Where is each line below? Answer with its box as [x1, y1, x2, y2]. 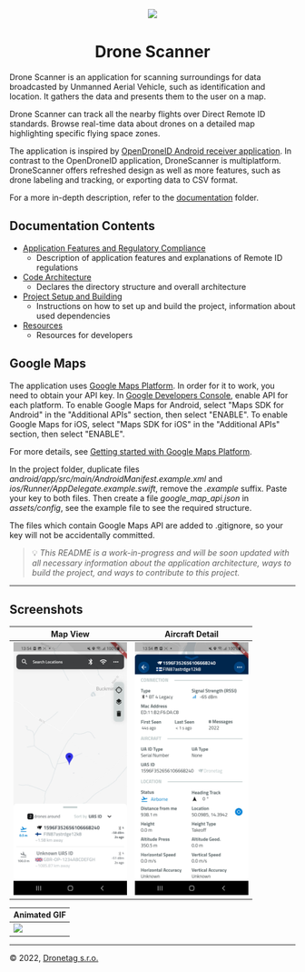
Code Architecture [22, 271, 93, 282]
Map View [50, 628, 91, 639]
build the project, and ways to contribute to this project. [31, 566, 241, 577]
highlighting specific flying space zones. [9, 127, 161, 138]
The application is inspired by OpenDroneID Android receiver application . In [9, 145, 292, 156]
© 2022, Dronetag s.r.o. [9, 953, 99, 964]
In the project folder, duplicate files [9, 464, 140, 475]
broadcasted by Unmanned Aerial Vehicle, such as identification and [9, 81, 266, 92]
